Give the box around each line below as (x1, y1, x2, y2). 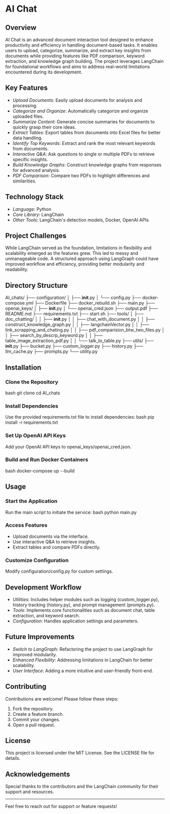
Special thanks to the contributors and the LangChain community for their (5, 784, 159, 790)
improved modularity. (12, 651, 57, 657)
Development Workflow (5, 583, 82, 591)
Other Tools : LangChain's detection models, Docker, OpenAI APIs (12, 216, 149, 223)
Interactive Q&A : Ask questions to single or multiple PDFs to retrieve (12, 151, 155, 157)
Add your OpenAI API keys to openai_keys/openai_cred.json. (5, 443, 132, 450)
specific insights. (12, 156, 48, 162)
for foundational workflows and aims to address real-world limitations (5, 64, 150, 69)
